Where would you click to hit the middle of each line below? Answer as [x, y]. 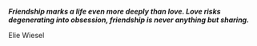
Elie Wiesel [26, 35]
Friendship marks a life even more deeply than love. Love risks [115, 11]
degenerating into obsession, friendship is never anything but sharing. [129, 20]
